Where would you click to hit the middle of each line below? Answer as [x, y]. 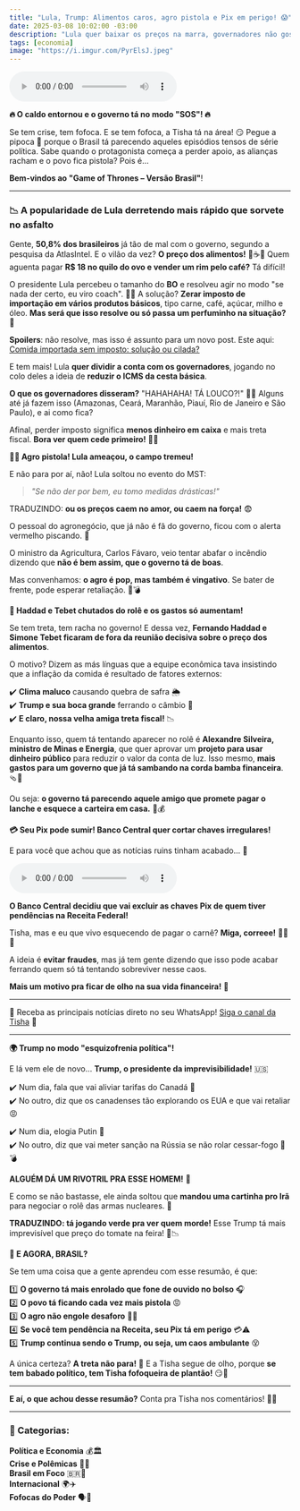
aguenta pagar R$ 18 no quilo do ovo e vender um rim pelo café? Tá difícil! [147, 267]
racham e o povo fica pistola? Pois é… [79, 161]
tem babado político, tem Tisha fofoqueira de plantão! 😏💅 [119, 1373]
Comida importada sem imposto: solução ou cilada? [104, 349]
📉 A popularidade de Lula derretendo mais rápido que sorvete [146, 210]
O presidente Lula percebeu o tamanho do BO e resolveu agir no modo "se [146, 285]
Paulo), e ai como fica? [51, 413]
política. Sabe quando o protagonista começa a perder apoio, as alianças [144, 151]
